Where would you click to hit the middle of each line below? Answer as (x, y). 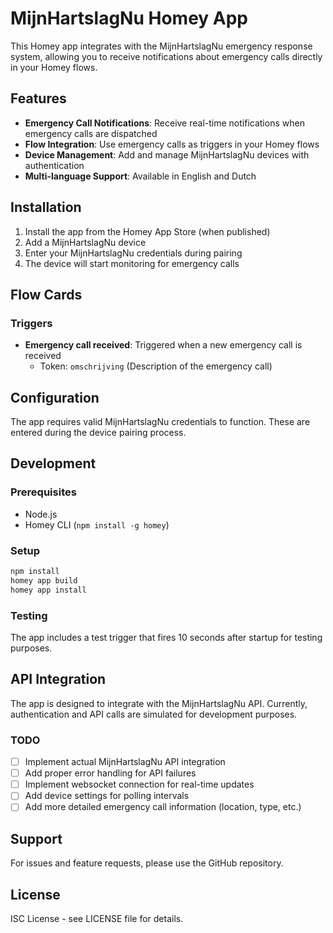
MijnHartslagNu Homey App (129, 18)
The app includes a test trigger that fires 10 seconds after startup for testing (166, 637)
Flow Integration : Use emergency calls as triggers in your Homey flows (172, 144)
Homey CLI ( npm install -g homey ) (97, 524)
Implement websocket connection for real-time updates (139, 784)
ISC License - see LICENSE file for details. (97, 919)
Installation (46, 207)
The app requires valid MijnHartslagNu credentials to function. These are (160, 422)
